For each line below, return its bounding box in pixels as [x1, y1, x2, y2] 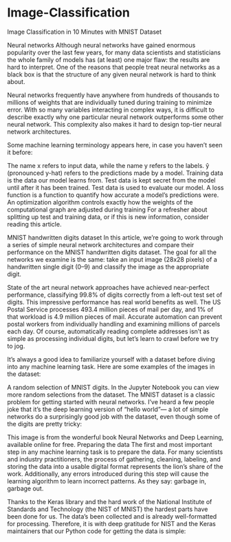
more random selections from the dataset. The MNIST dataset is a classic [7, 390, 215, 399]
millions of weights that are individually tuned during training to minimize [7, 98, 212, 106]
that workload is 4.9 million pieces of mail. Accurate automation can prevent [7, 312, 223, 321]
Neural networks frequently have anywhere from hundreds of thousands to [7, 91, 220, 99]
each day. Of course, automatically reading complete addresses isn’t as [7, 327, 210, 335]
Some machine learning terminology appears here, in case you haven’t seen [7, 140, 223, 149]
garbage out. [7, 484, 44, 492]
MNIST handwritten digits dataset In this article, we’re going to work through [7, 233, 223, 242]
